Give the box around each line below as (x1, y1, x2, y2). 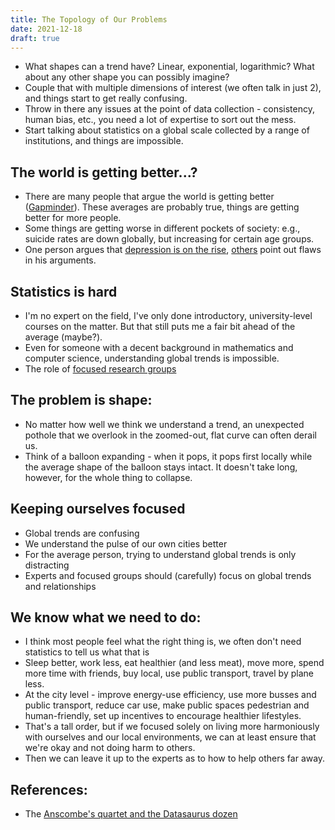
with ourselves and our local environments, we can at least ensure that (24, 731, 317, 743)
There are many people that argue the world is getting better (24, 191, 275, 203)
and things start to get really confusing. (24, 92, 188, 105)
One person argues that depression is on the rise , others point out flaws (24, 244, 322, 256)
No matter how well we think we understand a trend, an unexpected (24, 418, 305, 430)
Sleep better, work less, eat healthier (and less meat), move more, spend (24, 657, 325, 669)
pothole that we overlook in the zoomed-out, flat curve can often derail (24, 429, 317, 441)
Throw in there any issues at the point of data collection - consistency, (24, 103, 315, 115)
